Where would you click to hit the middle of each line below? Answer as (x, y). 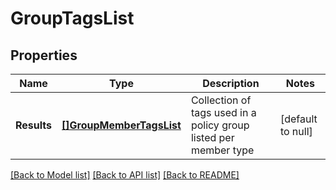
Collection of (221, 100)
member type (222, 150)
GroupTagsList (72, 18)
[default (298, 119)
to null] (296, 131)
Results (34, 125)
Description (231, 83)
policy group (220, 125)
